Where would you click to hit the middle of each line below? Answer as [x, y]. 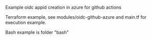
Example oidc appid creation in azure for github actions [63, 7]
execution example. [26, 23]
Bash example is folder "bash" [37, 32]
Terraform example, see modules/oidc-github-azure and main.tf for [76, 17]
